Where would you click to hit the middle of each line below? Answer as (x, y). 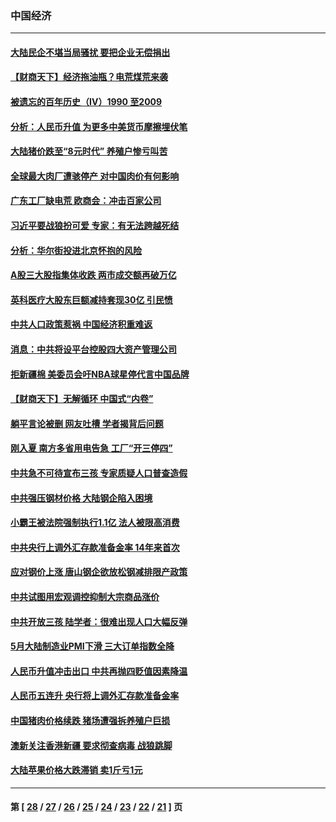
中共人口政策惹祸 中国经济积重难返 (81, 324)
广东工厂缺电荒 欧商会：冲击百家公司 (86, 201)
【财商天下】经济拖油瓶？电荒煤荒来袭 (89, 77)
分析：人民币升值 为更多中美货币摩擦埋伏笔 (99, 126)
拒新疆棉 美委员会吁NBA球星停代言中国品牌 (100, 374)
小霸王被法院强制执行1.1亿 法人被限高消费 (95, 523)
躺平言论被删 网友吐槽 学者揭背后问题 (87, 423)
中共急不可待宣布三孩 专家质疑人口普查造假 (99, 473)
